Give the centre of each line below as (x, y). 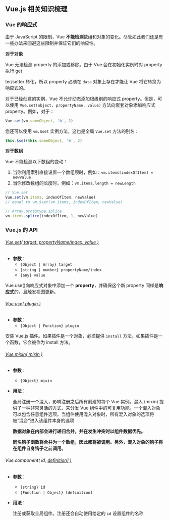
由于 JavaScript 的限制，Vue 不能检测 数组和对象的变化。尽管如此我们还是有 (84, 36)
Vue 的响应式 (21, 25)
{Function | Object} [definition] (56, 492)
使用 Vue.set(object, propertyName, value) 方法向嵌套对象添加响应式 (82, 105)
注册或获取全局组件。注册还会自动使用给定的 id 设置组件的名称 (78, 513)
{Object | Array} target (46, 264)
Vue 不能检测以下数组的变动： (37, 162)
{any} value (33, 275)
